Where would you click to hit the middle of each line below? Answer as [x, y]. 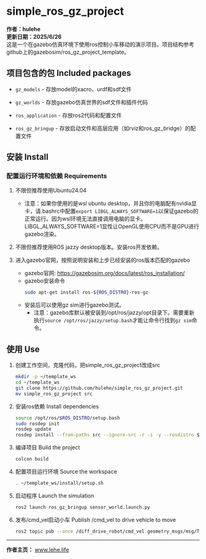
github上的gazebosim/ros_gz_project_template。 [68, 52]
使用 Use [23, 349]
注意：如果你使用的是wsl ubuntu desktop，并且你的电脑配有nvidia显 [111, 203]
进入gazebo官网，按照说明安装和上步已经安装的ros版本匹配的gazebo [102, 260]
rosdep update [33, 429]
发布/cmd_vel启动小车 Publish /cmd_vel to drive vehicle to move [96, 520]
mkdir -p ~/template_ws [46, 377]
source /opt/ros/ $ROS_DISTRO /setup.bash [67, 418]
